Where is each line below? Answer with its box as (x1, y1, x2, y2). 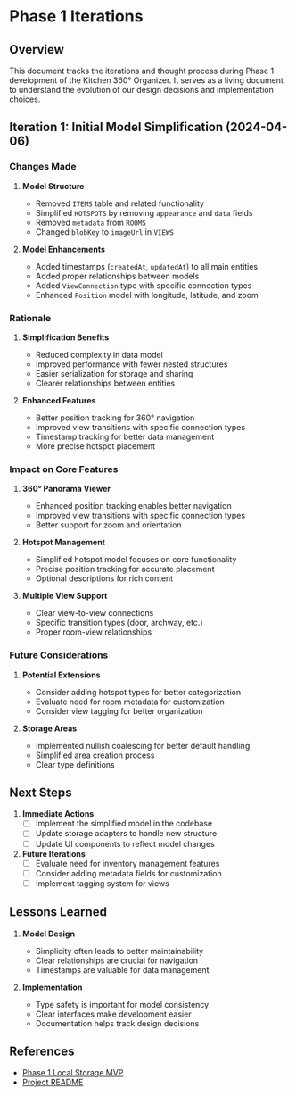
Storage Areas (21, 723, 78, 734)
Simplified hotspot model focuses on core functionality (35, 554, 237, 565)
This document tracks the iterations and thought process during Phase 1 (9, 65, 275, 76)
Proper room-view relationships (35, 627, 152, 637)
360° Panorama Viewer (21, 484, 111, 494)
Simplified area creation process (35, 750, 155, 760)
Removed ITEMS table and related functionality (35, 198, 205, 209)
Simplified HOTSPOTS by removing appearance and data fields (35, 207, 253, 218)
